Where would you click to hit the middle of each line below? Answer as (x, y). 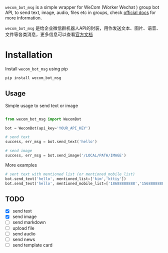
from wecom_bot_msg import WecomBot (43, 119)
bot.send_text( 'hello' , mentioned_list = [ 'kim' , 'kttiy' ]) (66, 179)
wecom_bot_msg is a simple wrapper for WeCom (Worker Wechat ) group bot (82, 7)
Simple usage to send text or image (42, 105)
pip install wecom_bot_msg (33, 78)
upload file (23, 228)
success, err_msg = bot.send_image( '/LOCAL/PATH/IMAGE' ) (66, 155)
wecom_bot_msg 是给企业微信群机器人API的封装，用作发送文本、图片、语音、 (83, 28)
